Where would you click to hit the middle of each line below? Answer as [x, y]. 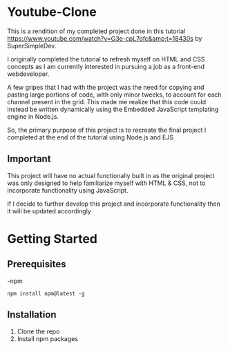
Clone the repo [38, 331]
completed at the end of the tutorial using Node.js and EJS [91, 137]
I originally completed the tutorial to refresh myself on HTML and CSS [106, 59]
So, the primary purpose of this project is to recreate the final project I [107, 130]
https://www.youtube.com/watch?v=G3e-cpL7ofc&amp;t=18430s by [105, 38]
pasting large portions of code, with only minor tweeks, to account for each [115, 95]
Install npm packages [47, 338]
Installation [32, 315]
